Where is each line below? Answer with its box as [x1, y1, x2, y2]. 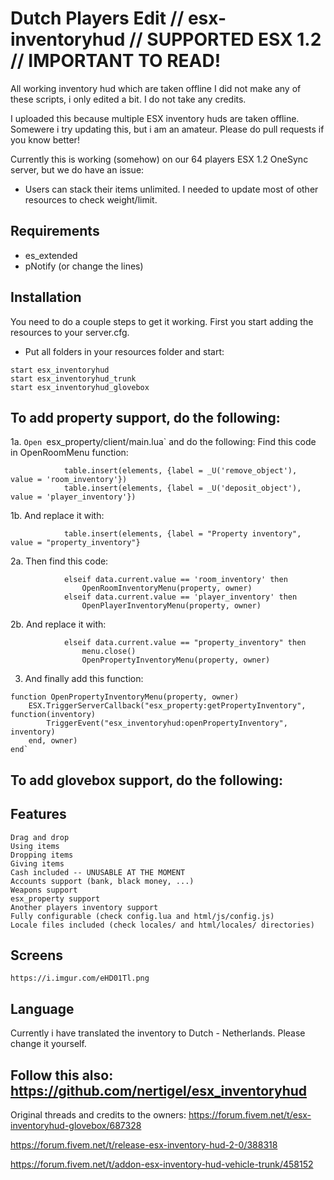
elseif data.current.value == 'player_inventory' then [63, 592, 298, 602]
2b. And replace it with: [10, 618, 107, 631]
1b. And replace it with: [10, 510, 105, 522]
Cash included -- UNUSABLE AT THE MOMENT [10, 867, 186, 877]
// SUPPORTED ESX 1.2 [128, 28, 322, 51]
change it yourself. [10, 1038, 87, 1050]
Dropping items [10, 850, 74, 860]
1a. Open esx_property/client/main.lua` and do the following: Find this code [10, 436, 317, 448]
